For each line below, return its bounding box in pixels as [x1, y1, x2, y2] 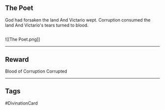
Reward [5, 55, 29, 63]
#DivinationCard [5, 100, 38, 106]
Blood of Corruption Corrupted [5, 68, 67, 74]
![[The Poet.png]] [5, 36, 40, 42]
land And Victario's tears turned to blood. [5, 22, 89, 28]
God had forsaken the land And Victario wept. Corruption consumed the [5, 17, 151, 23]
